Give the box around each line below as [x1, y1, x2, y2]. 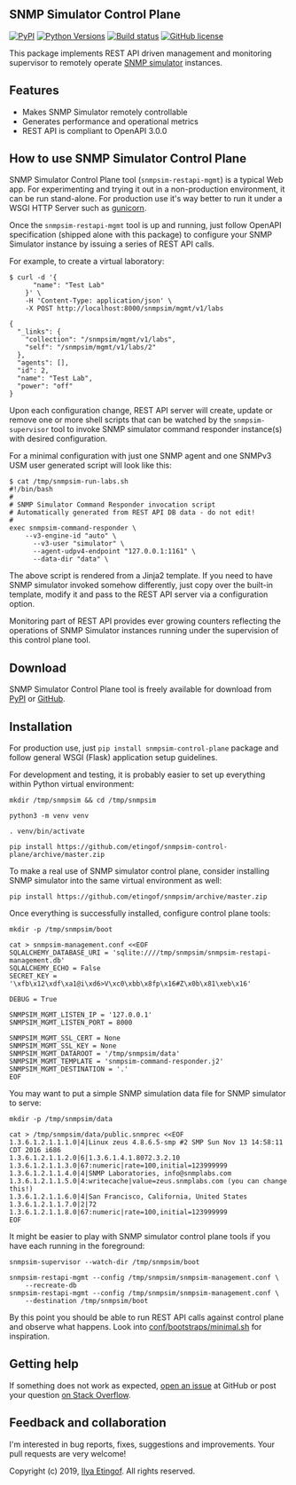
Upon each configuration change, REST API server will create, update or [9, 405, 273, 416]
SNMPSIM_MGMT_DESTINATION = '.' [9, 1065, 129, 1074]
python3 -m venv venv [9, 812, 90, 821]
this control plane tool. [9, 634, 91, 646]
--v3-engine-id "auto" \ [25, 531, 117, 540]
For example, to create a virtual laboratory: [9, 256, 165, 267]
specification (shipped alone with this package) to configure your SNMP [9, 230, 273, 240]
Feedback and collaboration [9, 1415, 167, 1431]
